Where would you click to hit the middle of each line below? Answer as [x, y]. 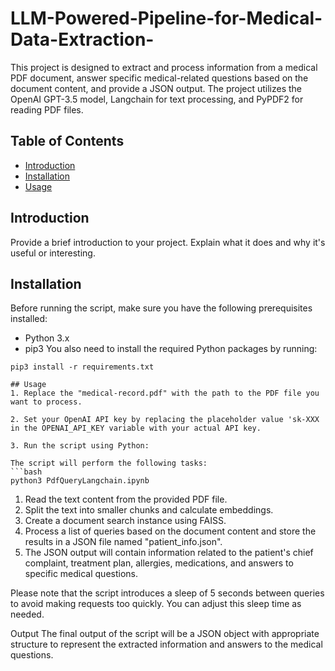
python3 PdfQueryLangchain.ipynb [80, 481]
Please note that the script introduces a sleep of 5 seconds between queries [167, 593]
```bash [26, 472]
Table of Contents [67, 141]
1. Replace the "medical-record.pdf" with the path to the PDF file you [165, 393]
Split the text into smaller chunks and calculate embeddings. [149, 510]
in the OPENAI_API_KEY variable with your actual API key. [136, 428]
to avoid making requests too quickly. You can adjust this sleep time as [156, 604]
